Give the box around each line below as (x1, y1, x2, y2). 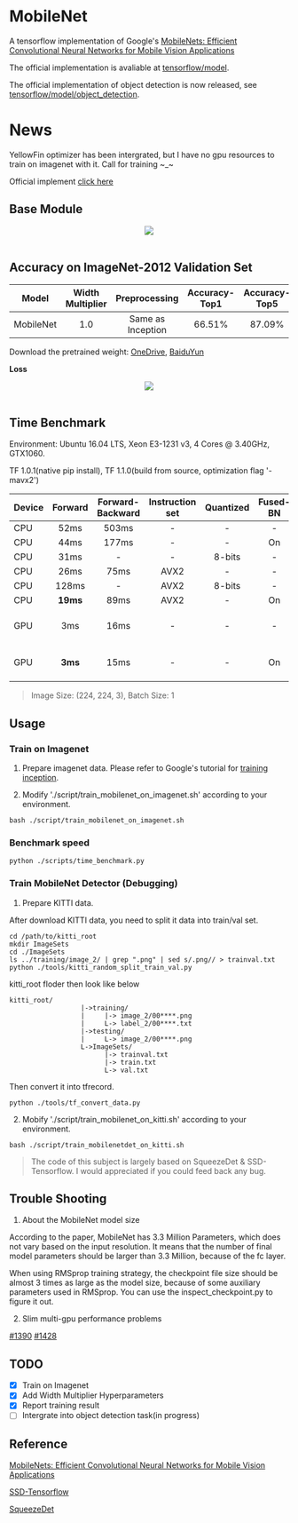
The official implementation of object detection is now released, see (9, 79, 257, 90)
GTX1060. (9, 448, 46, 459)
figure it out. (9, 1297, 54, 1307)
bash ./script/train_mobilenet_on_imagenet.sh (9, 816, 184, 825)
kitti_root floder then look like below (9, 979, 140, 989)
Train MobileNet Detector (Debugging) (9, 877, 178, 890)
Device (13, 502, 44, 514)
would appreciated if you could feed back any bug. (80, 1165, 266, 1176)
